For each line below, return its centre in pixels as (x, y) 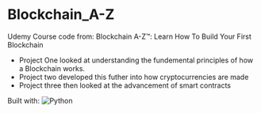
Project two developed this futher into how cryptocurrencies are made (134, 77)
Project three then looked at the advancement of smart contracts (125, 85)
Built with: (24, 100)
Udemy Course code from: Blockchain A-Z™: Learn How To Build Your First (129, 36)
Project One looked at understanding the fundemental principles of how (136, 60)
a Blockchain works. (52, 68)
